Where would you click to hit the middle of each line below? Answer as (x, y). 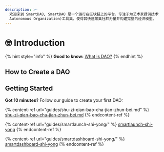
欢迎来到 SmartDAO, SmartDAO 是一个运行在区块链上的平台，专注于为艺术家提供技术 (84, 14)
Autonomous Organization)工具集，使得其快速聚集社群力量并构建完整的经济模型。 (83, 19)
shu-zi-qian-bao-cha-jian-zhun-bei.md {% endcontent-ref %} (68, 114)
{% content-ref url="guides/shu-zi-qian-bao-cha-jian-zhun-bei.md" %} (77, 110)
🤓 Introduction (35, 43)
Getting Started (29, 88)
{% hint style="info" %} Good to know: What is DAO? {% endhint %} (74, 57)
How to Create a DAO (38, 72)
